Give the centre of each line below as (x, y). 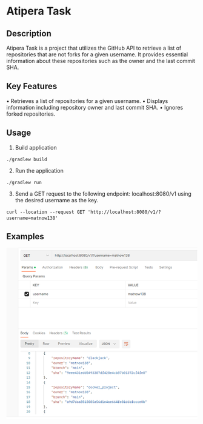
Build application (36, 147)
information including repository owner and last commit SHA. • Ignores (95, 107)
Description (29, 34)
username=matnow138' (32, 218)
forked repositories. (31, 114)
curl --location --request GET (46, 212)
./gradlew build (27, 159)
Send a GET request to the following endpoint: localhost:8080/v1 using (103, 194)
